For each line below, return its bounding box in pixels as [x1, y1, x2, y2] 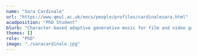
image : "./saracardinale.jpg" [6, 41, 81, 47]
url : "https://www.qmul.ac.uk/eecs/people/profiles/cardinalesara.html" [6, 14, 189, 20]
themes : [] [6, 30, 33, 36]
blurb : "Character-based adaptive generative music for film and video [6, 24, 186, 31]
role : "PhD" [6, 36, 35, 41]
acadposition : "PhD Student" [6, 19, 78, 25]
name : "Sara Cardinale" [6, 8, 65, 15]
